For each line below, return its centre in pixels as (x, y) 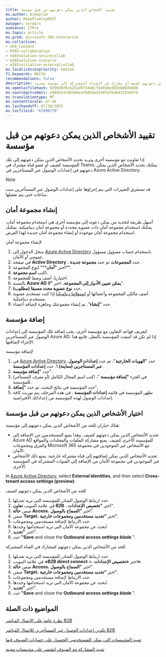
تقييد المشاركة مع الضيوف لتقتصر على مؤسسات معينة (55, 649)
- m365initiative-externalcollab (40, 65)
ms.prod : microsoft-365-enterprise (42, 38)
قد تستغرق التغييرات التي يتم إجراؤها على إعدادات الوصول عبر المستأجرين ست (78, 189)
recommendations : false (30, 79)
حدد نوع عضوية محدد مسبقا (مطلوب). (47, 288)
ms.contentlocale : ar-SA (31, 102)
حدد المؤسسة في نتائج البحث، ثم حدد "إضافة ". (55, 387)
